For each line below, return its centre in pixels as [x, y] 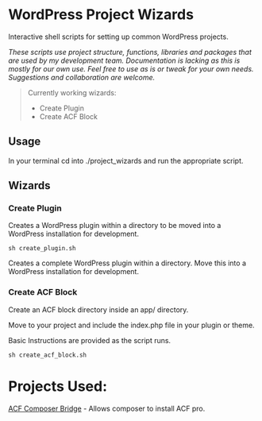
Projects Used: [58, 386]
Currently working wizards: [72, 92]
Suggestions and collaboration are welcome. [82, 77]
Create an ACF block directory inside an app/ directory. [98, 309]
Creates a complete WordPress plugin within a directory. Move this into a [127, 263]
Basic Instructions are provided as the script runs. [90, 340]
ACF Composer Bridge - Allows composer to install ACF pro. [107, 408]
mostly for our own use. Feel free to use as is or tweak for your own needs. [131, 68]
